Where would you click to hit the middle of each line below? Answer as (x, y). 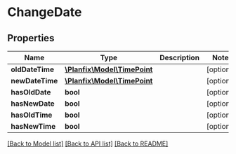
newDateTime (34, 81)
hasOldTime (32, 115)
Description (179, 58)
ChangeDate (45, 12)
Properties (31, 38)
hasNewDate (33, 104)
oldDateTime (33, 69)
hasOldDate (31, 92)
